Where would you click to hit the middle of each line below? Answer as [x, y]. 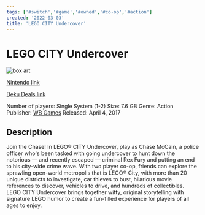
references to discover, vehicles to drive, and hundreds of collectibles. [95, 186]
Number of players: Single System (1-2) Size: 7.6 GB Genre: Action [90, 106]
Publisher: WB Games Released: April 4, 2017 [64, 113]
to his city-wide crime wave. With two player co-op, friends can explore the [102, 167]
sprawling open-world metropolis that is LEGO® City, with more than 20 [97, 173]
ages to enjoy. [24, 205]
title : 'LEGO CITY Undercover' [46, 23]
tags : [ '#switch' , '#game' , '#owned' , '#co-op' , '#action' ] [79, 12]
